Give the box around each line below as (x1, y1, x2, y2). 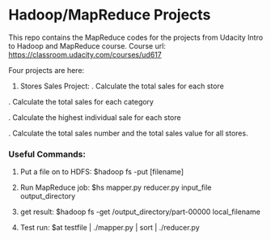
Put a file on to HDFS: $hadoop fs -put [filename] (19, 167, 184, 177)
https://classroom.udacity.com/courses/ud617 (8, 49, 162, 59)
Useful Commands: (8, 148, 87, 160)
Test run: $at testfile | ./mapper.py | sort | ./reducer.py (19, 223, 200, 233)
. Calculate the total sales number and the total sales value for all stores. (8, 128, 248, 138)
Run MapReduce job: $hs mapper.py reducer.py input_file (19, 182, 212, 192)
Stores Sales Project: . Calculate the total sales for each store (19, 81, 224, 91)
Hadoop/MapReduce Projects (8, 6, 211, 24)
